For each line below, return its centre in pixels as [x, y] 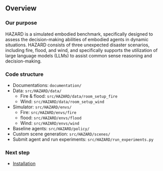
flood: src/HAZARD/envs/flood [51, 118]
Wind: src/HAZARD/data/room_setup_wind [62, 101]
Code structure [24, 74]
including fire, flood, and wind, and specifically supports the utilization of [81, 50]
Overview [21, 8]
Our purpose [21, 23]
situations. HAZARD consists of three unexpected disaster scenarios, [77, 45]
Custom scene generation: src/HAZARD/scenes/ [61, 134]
